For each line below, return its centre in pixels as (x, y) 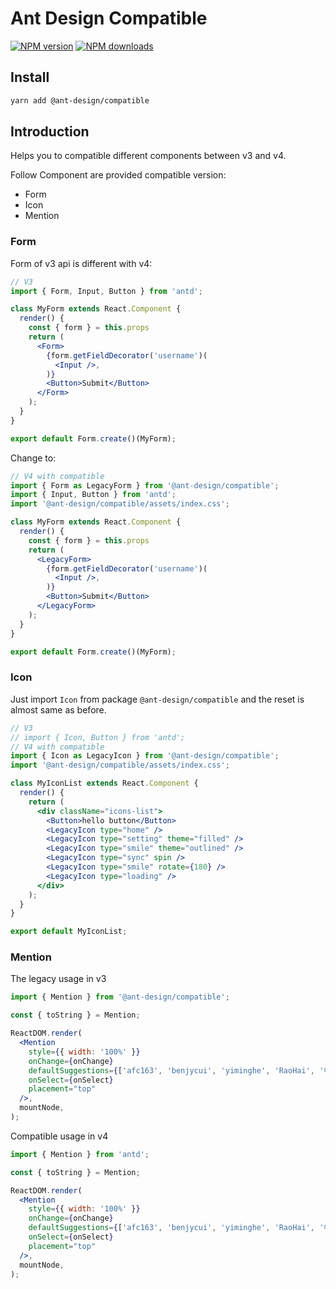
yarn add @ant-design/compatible (80, 100)
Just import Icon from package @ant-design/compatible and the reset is (157, 699)
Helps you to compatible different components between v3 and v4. (148, 156)
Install (30, 77)
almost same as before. (58, 709)
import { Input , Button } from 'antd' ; (93, 495)
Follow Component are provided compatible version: (118, 175)
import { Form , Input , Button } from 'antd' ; (106, 291)
